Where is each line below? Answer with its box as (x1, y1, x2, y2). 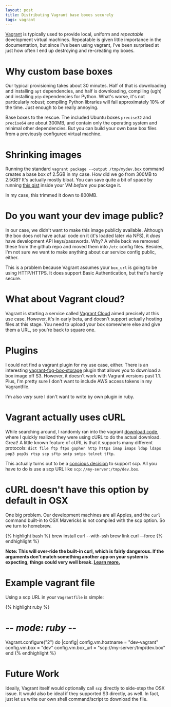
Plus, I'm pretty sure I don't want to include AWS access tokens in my (5, 378, 153, 385)
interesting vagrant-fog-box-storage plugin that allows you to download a (5, 367, 161, 373)
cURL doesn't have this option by (5, 484, 149, 496)
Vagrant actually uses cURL (5, 412, 126, 423)
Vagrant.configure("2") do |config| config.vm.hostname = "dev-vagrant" (5, 639, 159, 645)
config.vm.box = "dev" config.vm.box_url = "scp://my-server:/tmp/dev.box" (5, 644, 166, 650)
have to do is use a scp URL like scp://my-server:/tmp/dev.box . (5, 466, 140, 472)
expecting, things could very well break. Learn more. (5, 559, 121, 565)
